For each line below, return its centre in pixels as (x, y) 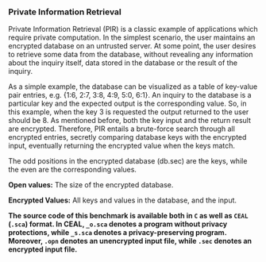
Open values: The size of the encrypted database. (91, 185)
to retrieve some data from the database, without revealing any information (131, 55)
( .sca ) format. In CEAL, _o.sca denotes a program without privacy (118, 224)
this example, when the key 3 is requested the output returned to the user (129, 112)
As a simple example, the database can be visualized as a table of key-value (133, 87)
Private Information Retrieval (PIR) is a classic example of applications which (133, 29)
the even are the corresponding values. (73, 170)
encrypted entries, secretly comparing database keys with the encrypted (127, 137)
